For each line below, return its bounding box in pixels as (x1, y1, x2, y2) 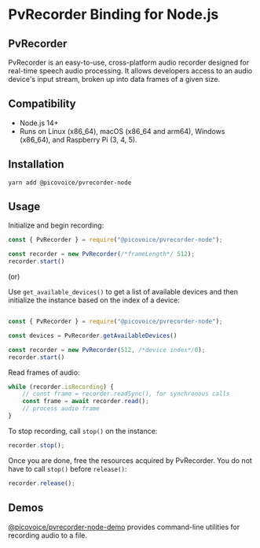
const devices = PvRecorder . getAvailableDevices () (8, 331, 178, 339)
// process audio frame (22, 405, 101, 413)
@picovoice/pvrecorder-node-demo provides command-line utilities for (8, 522, 240, 531)
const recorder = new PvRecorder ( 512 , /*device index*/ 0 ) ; (8, 346, 206, 354)
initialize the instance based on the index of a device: (8, 295, 181, 305)
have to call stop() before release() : (8, 464, 127, 473)
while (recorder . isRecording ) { (8, 383, 114, 391)
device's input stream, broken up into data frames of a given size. (8, 75, 221, 83)
